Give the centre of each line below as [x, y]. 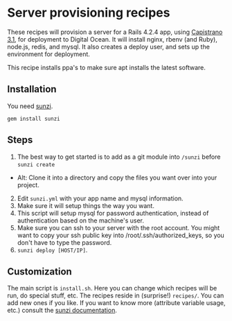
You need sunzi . [30, 106]
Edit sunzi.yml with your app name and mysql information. [100, 198]
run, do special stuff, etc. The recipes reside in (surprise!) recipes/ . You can [116, 295]
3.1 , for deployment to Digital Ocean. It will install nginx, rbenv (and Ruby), [113, 39]
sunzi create [36, 164]
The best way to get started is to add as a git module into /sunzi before [119, 157]
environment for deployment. [48, 54]
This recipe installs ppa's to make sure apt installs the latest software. [106, 67]
